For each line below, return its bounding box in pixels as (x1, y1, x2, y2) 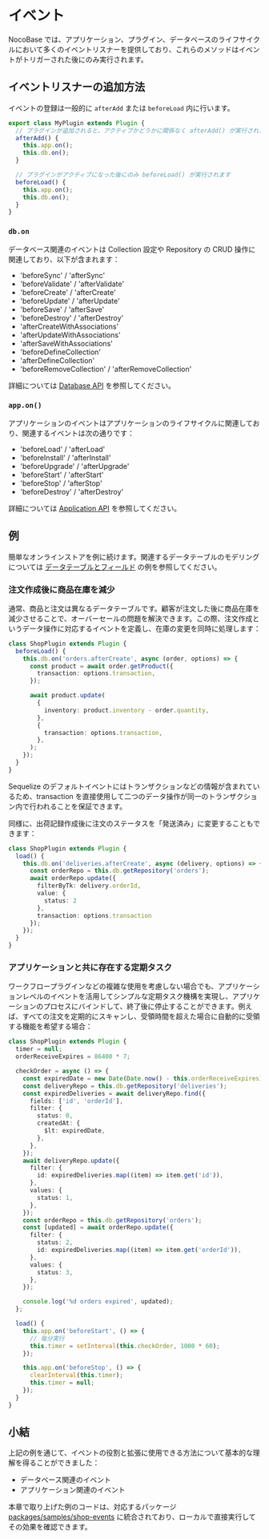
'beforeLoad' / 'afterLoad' (19, 444, 106, 454)
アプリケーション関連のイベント (19, 1485, 126, 1495)
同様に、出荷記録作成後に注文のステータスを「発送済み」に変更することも (8, 818, 254, 828)
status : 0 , (37, 1112, 74, 1120)
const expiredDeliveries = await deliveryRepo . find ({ (22, 1089, 206, 1097)
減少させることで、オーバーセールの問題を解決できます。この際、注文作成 (8, 613, 253, 623)
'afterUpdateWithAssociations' (19, 329, 122, 340)
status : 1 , (37, 1194, 74, 1202)
